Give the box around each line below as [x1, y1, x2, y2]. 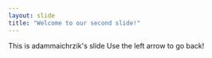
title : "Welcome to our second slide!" [8, 19, 141, 27]
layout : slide [8, 11, 56, 20]
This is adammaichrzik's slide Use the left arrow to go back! [8, 41, 205, 50]
